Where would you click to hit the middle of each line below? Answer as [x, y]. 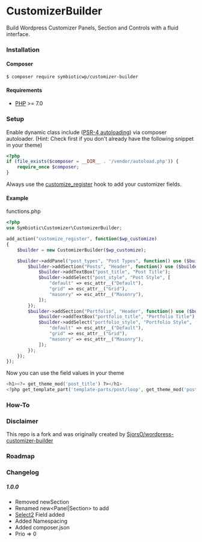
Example [17, 198]
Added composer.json [42, 528]
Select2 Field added [40, 515]
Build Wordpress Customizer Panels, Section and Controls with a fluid [92, 28]
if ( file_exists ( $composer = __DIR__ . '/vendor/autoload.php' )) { [93, 162]
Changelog [23, 472]
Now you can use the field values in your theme [65, 373]
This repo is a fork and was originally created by [66, 434]
